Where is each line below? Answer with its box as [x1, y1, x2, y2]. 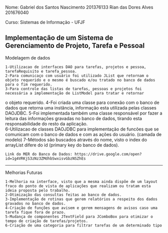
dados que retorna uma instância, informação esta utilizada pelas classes [5, 104, 156, 110]
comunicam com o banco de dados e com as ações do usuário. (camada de [5, 131, 161, 137]
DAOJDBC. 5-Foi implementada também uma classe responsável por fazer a [5, 110, 162, 116]
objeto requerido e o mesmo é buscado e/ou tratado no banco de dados [5, 77, 155, 82]
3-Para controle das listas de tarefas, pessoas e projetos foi [5, 86, 142, 91]
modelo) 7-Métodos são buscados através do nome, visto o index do [5, 136, 147, 142]
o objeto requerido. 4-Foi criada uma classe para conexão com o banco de [5, 99, 159, 105]
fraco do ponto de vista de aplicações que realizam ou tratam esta [5, 183, 151, 188]
